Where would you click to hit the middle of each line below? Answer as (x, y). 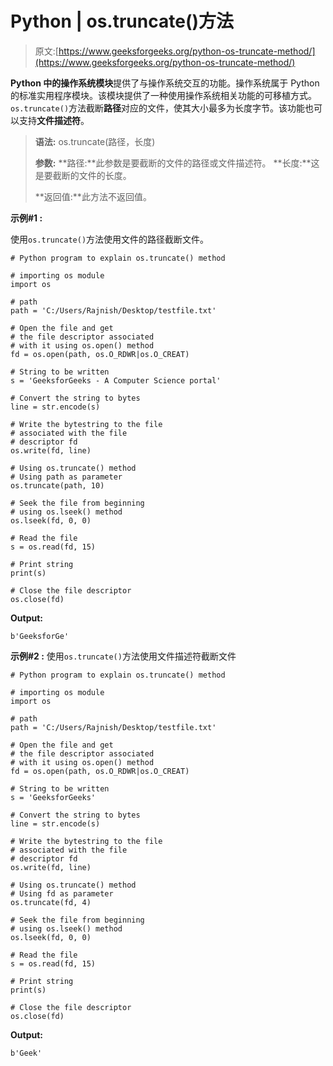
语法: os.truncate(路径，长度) (95, 141)
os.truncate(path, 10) (57, 485)
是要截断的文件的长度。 (83, 175)
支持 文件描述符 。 (54, 120)
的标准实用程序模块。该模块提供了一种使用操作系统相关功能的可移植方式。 (163, 95)
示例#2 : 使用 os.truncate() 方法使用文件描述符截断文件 (123, 656)
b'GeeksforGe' (40, 636)
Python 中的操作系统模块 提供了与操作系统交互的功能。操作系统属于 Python (165, 83)
